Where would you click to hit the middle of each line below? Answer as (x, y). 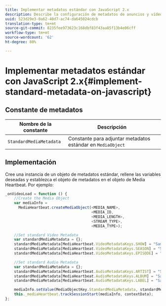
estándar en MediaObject (97, 145)
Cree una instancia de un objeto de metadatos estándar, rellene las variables (83, 174)
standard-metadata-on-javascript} (78, 92)
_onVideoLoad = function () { (36, 194)
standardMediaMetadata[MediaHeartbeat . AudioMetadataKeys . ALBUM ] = (84, 276)
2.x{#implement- (106, 81)
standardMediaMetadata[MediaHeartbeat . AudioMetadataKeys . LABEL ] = (84, 281)
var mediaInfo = (31, 203)
